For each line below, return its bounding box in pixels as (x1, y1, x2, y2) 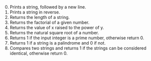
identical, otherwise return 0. (9, 50, 68, 56)
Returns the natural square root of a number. (9, 30, 99, 35)
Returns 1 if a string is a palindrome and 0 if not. (9, 40, 106, 46)
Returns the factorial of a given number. (9, 19, 90, 25)
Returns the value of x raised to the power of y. (9, 25, 104, 30)
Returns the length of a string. (9, 15, 70, 20)
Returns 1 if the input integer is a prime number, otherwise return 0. (9, 35, 145, 41)
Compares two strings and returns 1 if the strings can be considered (9, 46, 147, 51)
